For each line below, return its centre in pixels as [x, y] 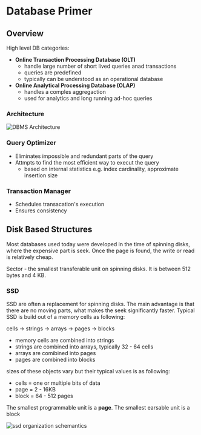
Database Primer [49, 11]
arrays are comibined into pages [55, 353]
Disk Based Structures [49, 230]
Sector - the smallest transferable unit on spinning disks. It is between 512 [98, 269]
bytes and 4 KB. [26, 275]
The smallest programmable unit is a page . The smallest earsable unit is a [98, 407]
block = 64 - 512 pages [44, 396]
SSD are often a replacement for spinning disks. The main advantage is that [100, 304]
